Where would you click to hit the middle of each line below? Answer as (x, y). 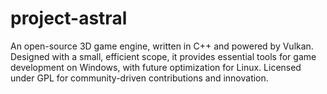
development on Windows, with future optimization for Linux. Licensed (156, 67)
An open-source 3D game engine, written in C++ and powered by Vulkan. (162, 46)
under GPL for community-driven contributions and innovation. (139, 78)
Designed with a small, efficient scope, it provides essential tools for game (163, 56)
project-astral (69, 18)
